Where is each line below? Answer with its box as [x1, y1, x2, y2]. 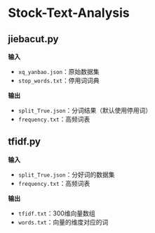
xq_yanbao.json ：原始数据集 [18, 68, 100, 75]
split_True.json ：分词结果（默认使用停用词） [18, 106, 152, 114]
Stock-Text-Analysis [8, 5, 130, 21]
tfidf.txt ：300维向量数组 [18, 209, 95, 218]
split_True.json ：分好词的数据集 [18, 170, 115, 179]
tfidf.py [8, 136, 41, 148]
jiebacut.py [8, 33, 59, 45]
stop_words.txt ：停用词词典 [18, 76, 100, 84]
